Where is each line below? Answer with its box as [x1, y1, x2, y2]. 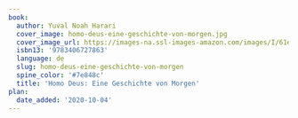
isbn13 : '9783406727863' [16, 46, 109, 55]
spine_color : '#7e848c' [16, 71, 104, 80]
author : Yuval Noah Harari [16, 21, 117, 30]
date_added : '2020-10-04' [16, 95, 113, 105]
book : [8, 12, 28, 22]
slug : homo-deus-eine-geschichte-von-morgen [16, 63, 184, 72]
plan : [8, 87, 28, 96]
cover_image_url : [16, 37, 81, 47]
